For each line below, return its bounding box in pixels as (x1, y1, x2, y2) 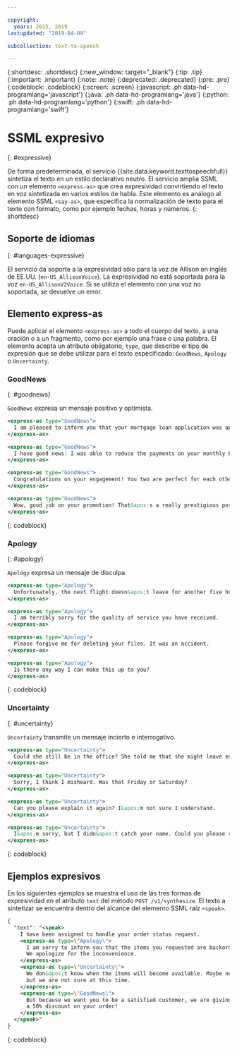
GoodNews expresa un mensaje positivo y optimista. (7, 404, 153, 413)
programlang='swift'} (7, 105, 69, 114)
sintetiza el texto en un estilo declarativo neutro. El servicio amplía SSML (7, 174, 219, 183)
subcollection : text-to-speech (7, 42, 99, 49)
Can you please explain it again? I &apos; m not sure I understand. (13, 804, 217, 811)
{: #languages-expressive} (7, 251, 85, 260)
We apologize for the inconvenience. (25, 951, 138, 958)
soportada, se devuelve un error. (7, 287, 102, 296)
